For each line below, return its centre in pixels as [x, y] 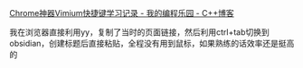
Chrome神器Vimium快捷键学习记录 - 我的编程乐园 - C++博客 [122, 13]
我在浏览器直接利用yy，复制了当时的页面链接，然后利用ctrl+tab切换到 [139, 32]
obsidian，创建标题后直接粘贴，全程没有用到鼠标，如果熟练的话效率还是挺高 [152, 43]
